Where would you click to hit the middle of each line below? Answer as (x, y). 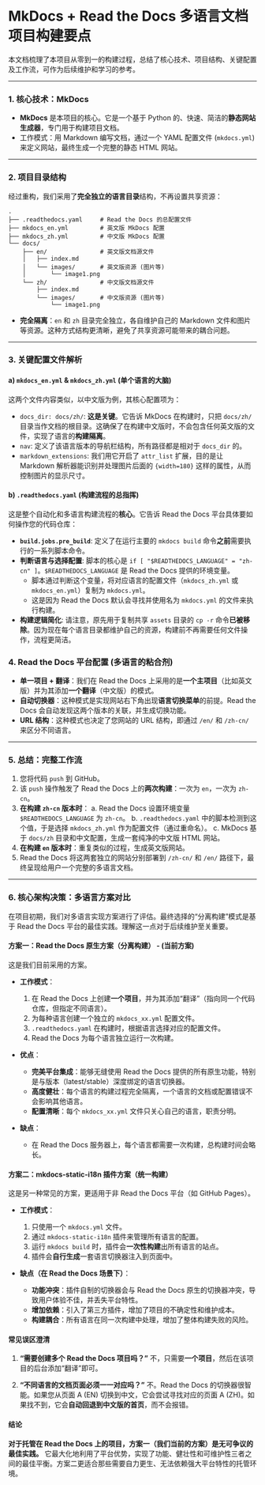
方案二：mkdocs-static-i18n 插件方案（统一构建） (90, 1174)
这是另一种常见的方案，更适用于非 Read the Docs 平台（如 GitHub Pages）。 (131, 1193)
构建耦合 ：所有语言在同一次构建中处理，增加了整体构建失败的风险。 (142, 1320)
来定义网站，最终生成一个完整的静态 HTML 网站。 (101, 148)
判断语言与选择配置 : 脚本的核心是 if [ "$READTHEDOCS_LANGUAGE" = (127, 560)
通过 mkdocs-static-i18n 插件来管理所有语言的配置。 (117, 1237)
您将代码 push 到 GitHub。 (62, 779)
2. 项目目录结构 (37, 177)
